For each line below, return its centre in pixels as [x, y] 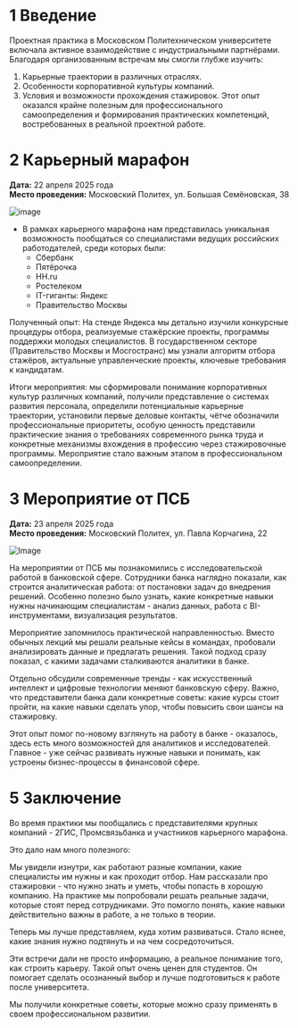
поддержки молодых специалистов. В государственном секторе [133, 341]
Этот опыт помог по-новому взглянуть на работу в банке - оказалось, [144, 733]
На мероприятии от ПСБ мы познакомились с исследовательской [136, 567]
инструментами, [41, 615]
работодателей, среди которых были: [94, 247]
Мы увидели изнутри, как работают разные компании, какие [126, 866]
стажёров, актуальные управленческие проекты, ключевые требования [148, 360]
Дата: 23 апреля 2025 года [62, 523]
